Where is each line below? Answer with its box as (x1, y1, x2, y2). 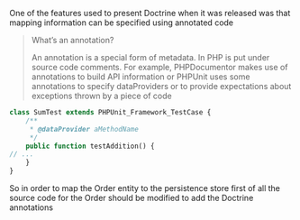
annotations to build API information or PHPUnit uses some (31, 71, 250, 82)
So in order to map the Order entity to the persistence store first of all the (9, 183, 281, 193)
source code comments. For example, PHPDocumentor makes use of (31, 62, 288, 72)
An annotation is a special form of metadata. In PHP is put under (31, 52, 270, 62)
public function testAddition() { (25, 142, 155, 151)
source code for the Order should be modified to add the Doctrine (9, 193, 254, 203)
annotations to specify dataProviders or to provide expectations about (31, 81, 292, 91)
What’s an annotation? (31, 35, 114, 45)
